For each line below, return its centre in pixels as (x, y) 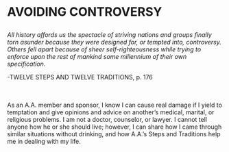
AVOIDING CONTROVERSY (85, 12)
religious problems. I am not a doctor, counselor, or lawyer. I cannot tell (107, 120)
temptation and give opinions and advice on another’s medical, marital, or (111, 112)
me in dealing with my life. (44, 142)
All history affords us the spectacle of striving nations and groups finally (110, 35)
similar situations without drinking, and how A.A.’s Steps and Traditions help (114, 134)
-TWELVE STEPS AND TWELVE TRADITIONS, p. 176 (80, 77)
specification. (26, 64)
